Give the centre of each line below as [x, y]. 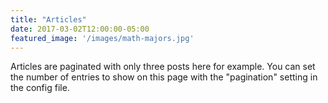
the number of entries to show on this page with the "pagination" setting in [164, 77]
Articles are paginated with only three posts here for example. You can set [163, 67]
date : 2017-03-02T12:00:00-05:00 [80, 29]
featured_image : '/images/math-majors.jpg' [102, 38]
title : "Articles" [48, 19]
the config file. [40, 88]
